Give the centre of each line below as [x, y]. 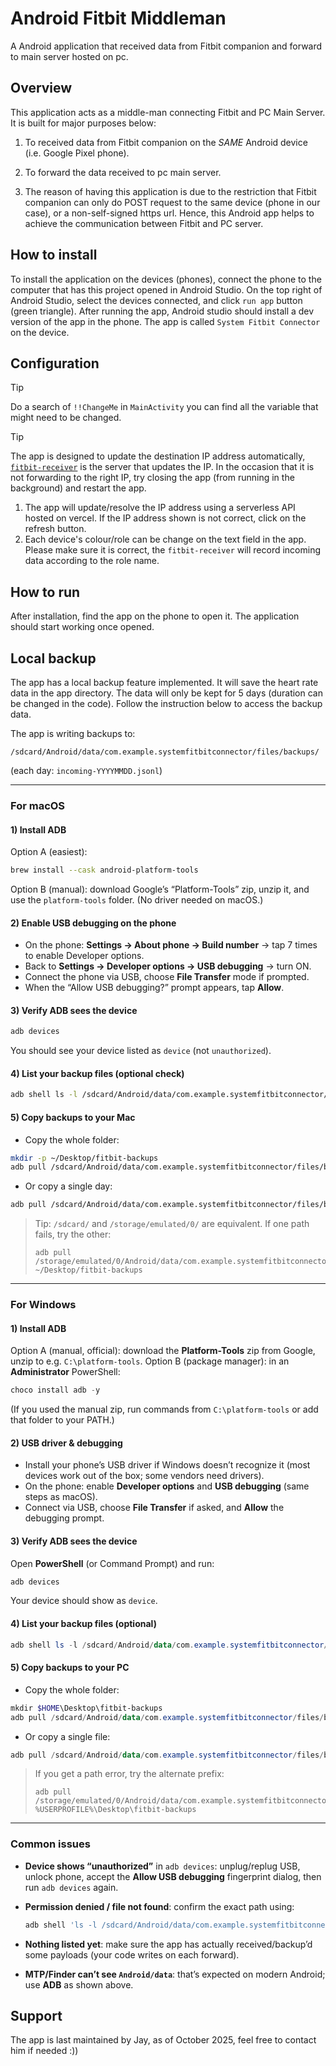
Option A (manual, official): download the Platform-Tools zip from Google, [163, 1351]
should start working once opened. [82, 627]
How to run [45, 592]
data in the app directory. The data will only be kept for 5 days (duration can [166, 693]
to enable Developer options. [84, 956]
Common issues [50, 1844]
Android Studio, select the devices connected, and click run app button [156, 300]
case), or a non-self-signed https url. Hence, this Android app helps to [169, 213]
